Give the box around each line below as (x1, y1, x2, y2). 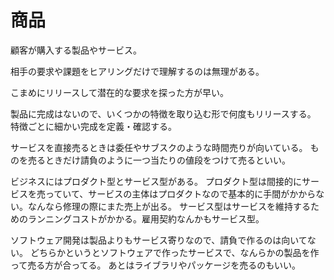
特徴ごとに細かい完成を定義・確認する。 (10, 120, 177, 132)
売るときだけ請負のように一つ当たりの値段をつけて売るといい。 (27, 154, 291, 166)
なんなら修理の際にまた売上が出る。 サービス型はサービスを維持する (27, 200, 311, 212)
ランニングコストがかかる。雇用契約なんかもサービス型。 (27, 212, 265, 225)
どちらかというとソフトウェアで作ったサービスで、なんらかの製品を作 (29, 246, 320, 258)
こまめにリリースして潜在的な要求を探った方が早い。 (10, 86, 229, 98)
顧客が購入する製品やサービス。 (10, 44, 142, 56)
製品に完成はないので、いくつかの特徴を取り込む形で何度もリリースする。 (10, 107, 317, 120)
